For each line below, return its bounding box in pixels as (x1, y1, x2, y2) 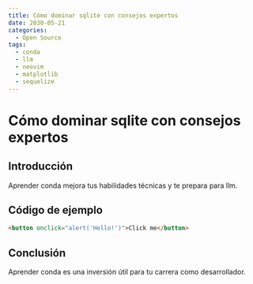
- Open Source (15, 33, 62, 42)
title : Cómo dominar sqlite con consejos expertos (8, 11, 179, 20)
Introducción (8, 159, 74, 174)
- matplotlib (15, 70, 59, 78)
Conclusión (8, 246, 66, 260)
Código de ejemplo (8, 203, 103, 217)
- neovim (15, 63, 44, 71)
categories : (8, 26, 47, 34)
